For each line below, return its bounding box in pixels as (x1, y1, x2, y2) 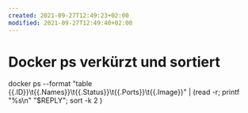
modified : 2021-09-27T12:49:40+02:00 (8, 19, 133, 27)
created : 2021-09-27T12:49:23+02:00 (8, 11, 129, 20)
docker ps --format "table (8, 79, 93, 89)
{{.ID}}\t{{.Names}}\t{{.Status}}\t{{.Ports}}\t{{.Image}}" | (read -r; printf (8, 88, 240, 97)
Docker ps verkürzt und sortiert (8, 53, 220, 71)
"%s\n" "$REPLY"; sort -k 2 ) (8, 96, 103, 105)
